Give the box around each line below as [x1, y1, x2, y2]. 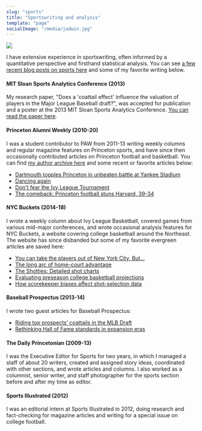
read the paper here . [6, 113, 57, 120]
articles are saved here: [6, 242, 65, 250]
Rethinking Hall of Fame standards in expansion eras [14, 326, 145, 333]
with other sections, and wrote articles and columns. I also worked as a [6, 365, 182, 373]
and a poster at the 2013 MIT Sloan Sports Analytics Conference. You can [6, 106, 189, 113]
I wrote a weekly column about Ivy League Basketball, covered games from [6, 217, 192, 224]
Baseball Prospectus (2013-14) [6, 294, 85, 301]
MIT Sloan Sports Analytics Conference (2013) [6, 80, 125, 87]
